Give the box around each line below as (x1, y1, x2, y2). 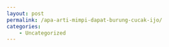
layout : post (6, 10, 45, 17)
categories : (6, 23, 41, 30)
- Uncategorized (19, 29, 67, 37)
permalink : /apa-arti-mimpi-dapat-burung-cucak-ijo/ (6, 17, 163, 23)
